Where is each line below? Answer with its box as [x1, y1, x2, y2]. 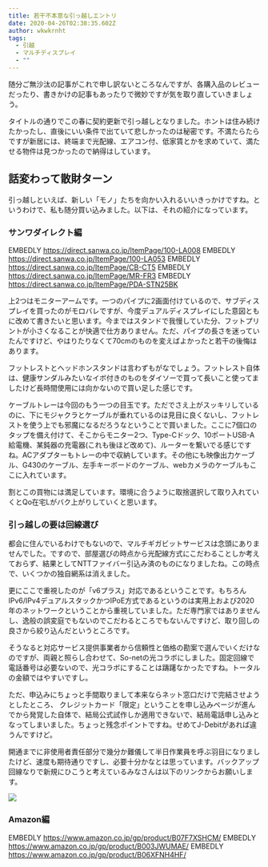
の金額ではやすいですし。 [8, 673, 93, 683]
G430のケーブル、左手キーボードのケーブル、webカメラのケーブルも [22, 460, 250, 469]
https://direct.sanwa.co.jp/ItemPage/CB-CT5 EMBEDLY [8, 262, 191, 272]
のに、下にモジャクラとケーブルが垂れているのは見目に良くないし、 [8, 410, 232, 419]
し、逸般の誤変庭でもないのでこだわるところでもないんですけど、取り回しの [8, 616, 260, 625]
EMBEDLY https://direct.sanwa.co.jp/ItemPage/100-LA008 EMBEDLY [8, 245, 236, 255]
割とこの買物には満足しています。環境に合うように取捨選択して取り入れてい [8, 487, 260, 496]
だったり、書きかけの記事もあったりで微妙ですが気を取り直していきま [8, 89, 240, 98]
